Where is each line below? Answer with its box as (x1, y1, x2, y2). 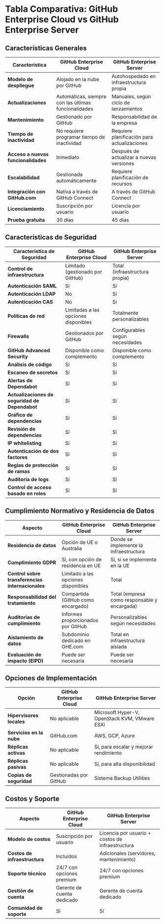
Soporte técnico (7, 870, 46, 877)
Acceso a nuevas (7, 151, 49, 158)
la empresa (111, 119, 137, 126)
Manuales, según (111, 93, 151, 100)
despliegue (7, 82, 34, 89)
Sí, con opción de (61, 556, 102, 563)
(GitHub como (61, 596, 94, 603)
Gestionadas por (50, 772, 88, 779)
